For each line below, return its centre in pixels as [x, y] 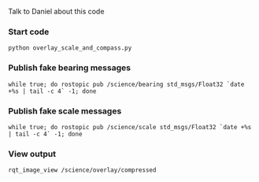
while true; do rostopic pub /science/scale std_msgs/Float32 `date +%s [130, 127]
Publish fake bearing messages [70, 68]
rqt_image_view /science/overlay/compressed [82, 170]
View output [32, 154]
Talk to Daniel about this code [56, 11]
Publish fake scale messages [65, 111]
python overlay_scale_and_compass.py [70, 48]
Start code [29, 32]
